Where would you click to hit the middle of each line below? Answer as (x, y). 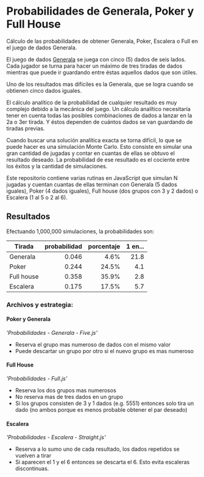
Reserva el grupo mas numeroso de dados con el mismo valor (93, 344)
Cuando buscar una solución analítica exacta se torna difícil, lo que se (94, 140)
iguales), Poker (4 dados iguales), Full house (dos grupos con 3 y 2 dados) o (102, 191)
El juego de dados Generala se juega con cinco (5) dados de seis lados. (96, 59)
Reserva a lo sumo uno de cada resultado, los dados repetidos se (97, 449)
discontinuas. (32, 468)
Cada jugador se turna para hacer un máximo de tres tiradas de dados (94, 66)
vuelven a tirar (33, 456)
